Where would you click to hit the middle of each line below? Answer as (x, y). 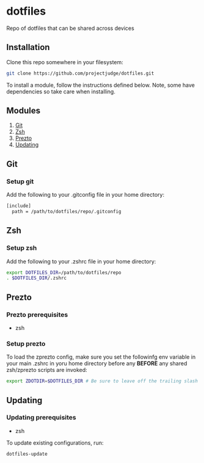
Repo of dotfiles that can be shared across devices (70, 28)
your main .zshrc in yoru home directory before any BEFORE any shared (97, 363)
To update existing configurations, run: (55, 443)
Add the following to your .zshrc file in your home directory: (81, 261)
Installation (28, 47)
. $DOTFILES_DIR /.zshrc (37, 278)
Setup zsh (22, 248)
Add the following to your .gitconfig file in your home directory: (86, 195)
